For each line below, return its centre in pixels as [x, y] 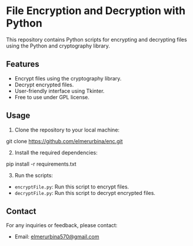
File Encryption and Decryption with [96, 11]
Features [23, 64]
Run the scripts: [34, 175]
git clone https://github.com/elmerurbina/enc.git [64, 141]
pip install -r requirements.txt [41, 164]
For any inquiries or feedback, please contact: [62, 225]
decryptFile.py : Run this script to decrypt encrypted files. [85, 193]
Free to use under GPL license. [52, 97]
